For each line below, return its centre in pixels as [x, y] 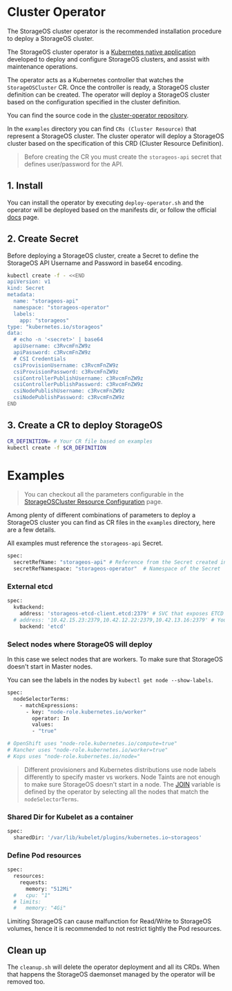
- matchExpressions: [49, 705]
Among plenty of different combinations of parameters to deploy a [101, 515]
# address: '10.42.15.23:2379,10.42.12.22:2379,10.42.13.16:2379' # [114, 620]
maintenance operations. [42, 66]
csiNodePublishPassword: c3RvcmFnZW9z [69, 398]
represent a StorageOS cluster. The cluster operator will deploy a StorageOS [116, 136]
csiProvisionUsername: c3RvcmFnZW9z [66, 365]
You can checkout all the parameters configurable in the [104, 494]
